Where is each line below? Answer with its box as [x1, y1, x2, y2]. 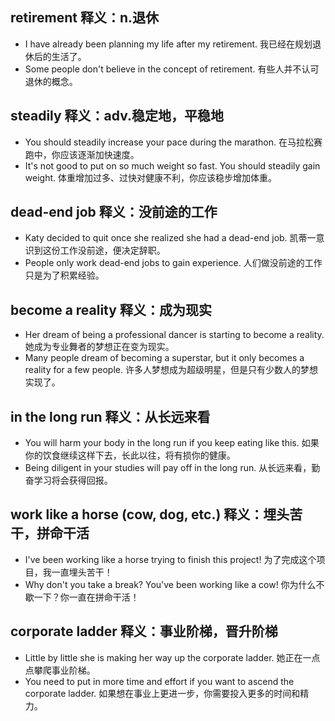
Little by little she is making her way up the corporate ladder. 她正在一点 [24, 651, 321, 663]
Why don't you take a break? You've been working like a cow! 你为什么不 [24, 578, 325, 590]
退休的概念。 [24, 75, 78, 87]
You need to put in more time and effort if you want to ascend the [24, 675, 295, 687]
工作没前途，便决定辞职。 [59, 244, 166, 257]
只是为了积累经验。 [24, 269, 105, 282]
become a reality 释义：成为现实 [10, 301, 212, 318]
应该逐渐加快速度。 [59, 148, 140, 160]
